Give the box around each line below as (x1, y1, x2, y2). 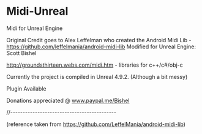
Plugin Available (6, 84, 47, 92)
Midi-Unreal (6, 4, 69, 18)
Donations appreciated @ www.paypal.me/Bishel (6, 97, 130, 104)
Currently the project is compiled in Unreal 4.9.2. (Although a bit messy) (6, 73, 188, 80)
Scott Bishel (6, 49, 37, 56)
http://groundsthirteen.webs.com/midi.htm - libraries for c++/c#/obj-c (6, 61, 184, 69)
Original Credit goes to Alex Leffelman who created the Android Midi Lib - (6, 36, 192, 43)
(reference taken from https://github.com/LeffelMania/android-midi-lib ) (6, 121, 185, 128)
